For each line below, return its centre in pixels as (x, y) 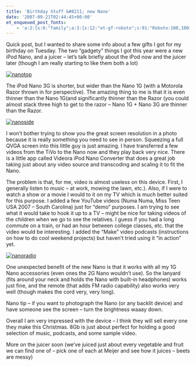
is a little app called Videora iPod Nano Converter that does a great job (91, 158)
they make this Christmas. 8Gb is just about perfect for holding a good (90, 327)
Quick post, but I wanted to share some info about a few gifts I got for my (94, 45)
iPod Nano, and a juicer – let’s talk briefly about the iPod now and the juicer (96, 57)
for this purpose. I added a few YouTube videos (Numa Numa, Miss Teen (93, 201)
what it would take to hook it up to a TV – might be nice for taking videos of (96, 213)
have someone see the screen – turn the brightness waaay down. (85, 309)
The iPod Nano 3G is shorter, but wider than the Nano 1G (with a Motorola (94, 86)
